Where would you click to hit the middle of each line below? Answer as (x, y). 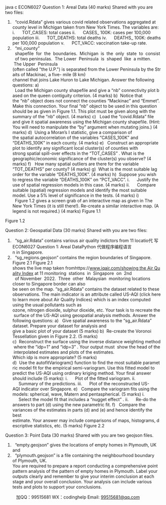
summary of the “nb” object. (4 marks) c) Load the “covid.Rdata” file (83, 116)
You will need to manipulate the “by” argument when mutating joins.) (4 (85, 127)
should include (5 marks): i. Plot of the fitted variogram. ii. (74, 378)
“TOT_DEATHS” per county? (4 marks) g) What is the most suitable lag (84, 169)
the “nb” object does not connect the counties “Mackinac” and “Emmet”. (86, 101)
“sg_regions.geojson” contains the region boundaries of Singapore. (83, 257)
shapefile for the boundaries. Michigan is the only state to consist (87, 53)
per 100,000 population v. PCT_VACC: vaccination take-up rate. (80, 43)
